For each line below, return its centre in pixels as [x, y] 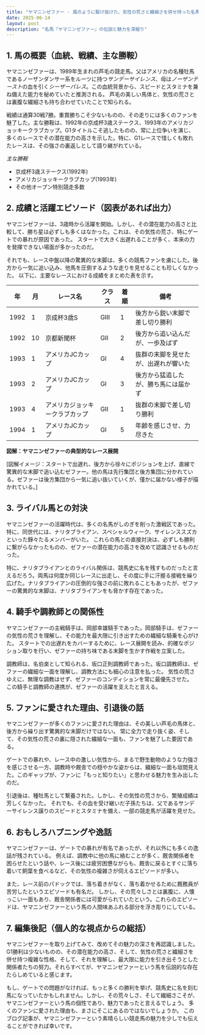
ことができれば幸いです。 [43, 1026]
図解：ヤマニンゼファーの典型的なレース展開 [63, 451]
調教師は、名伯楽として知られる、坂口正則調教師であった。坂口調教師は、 [100, 664]
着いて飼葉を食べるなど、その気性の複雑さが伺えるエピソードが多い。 [94, 871]
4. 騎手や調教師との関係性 [55, 612]
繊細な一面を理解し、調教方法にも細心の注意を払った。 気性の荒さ [111, 671]
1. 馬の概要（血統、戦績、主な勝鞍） [74, 55]
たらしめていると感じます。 [41, 974]
